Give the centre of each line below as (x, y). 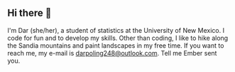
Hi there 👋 (29, 13)
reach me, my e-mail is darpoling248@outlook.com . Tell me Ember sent (112, 53)
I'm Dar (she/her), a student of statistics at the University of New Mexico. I (116, 30)
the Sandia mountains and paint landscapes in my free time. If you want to (116, 45)
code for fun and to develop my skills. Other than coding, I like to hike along (118, 38)
